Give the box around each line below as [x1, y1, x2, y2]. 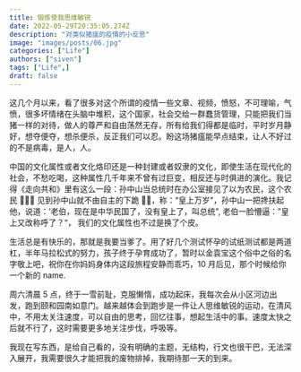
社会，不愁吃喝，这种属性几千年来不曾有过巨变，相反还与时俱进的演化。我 [9, 172, 284, 183]
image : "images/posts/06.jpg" [9, 38, 123, 48]
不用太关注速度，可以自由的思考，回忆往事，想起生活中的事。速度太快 [24, 311, 284, 322]
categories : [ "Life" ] [9, 47, 90, 56]
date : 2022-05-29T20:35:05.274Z [9, 22, 130, 30]
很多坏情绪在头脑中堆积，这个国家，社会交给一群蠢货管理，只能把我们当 [24, 108, 292, 119]
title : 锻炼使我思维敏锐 [9, 13, 91, 22]
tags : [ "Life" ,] [9, 64, 70, 73]
